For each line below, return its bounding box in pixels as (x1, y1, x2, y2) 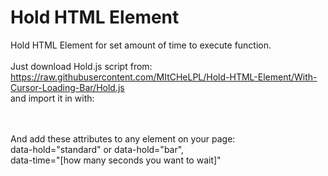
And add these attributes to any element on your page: (10, 132, 236, 145)
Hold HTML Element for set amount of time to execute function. (10, 39, 272, 51)
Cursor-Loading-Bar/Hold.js (10, 81, 125, 93)
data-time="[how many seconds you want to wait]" (10, 154, 222, 166)
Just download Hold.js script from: (10, 60, 153, 72)
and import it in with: (10, 92, 95, 104)
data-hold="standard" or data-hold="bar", (10, 143, 185, 155)
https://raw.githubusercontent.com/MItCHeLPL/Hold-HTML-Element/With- (10, 71, 318, 83)
